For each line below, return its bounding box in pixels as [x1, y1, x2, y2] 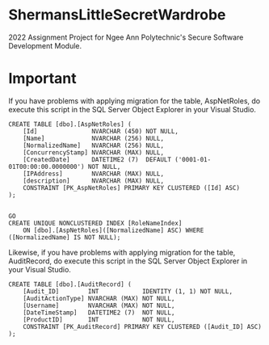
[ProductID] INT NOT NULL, [23, 315, 175, 324]
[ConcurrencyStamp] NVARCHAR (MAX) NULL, [23, 148, 164, 157]
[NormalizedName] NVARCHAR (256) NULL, [23, 141, 164, 149]
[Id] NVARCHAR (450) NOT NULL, [23, 127, 179, 135]
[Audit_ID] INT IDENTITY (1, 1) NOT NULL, [23, 287, 233, 296]
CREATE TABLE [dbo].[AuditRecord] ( [8, 280, 132, 288]
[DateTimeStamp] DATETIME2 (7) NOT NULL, [23, 309, 175, 317]
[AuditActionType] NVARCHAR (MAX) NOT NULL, [23, 294, 175, 302]
